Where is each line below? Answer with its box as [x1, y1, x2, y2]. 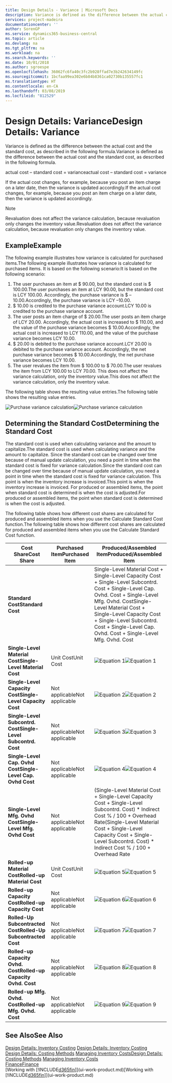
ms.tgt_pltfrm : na [5, 46, 45, 51]
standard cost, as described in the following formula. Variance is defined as [5, 148, 163, 155]
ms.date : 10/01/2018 [5, 60, 50, 65]
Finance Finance [5, 1061, 39, 1067]
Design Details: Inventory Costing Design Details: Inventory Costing [5, 1045, 147, 1051]
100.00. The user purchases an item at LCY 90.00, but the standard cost [12, 286, 164, 292]
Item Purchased [51, 550, 90, 558]
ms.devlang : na [5, 41, 38, 46]
